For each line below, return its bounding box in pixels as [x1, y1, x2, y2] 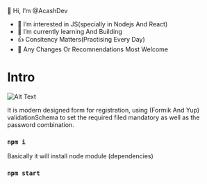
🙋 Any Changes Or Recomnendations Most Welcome [17, 45, 169, 53]
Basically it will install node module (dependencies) [7, 152, 154, 160]
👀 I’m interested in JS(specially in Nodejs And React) [17, 20, 168, 28]
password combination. [7, 120, 74, 128]
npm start [7, 169, 40, 177]
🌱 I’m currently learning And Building [17, 28, 123, 35]
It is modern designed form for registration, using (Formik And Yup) [7, 106, 200, 114]
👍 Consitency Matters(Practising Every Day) [17, 35, 146, 43]
